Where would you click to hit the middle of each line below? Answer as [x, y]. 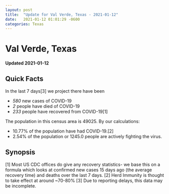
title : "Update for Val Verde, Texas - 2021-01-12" [62, 15]
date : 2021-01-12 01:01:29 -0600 [43, 19]
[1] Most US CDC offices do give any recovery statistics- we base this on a [83, 164]
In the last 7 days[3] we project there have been [55, 91]
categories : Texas [24, 24]
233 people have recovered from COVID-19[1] [60, 111]
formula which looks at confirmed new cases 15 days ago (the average [79, 170]
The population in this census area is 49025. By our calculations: [73, 121]
